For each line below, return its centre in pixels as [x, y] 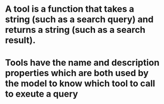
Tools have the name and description [82, 63]
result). [20, 40]
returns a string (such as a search [75, 30]
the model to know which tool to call [80, 84]
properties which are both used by [77, 73]
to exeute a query [42, 94]
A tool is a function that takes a [70, 9]
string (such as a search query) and [79, 19]
